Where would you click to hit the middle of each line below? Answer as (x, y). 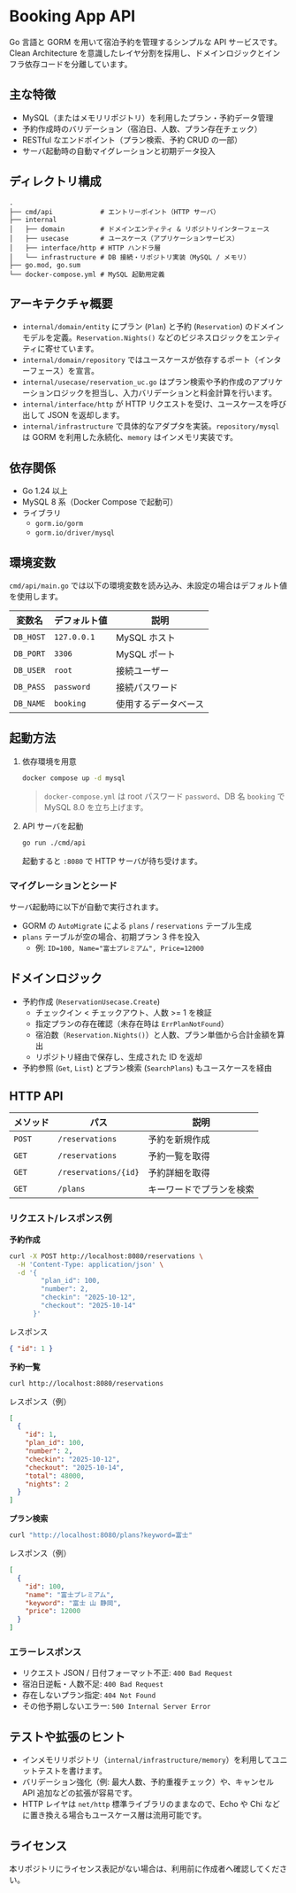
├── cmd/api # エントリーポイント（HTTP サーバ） (115, 212)
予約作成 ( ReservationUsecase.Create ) (91, 1001)
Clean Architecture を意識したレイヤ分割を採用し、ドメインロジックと (137, 53)
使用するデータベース (160, 704)
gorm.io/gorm (59, 524)
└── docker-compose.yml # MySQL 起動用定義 (87, 274)
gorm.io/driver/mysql (75, 533)
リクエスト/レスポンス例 (61, 1218)
